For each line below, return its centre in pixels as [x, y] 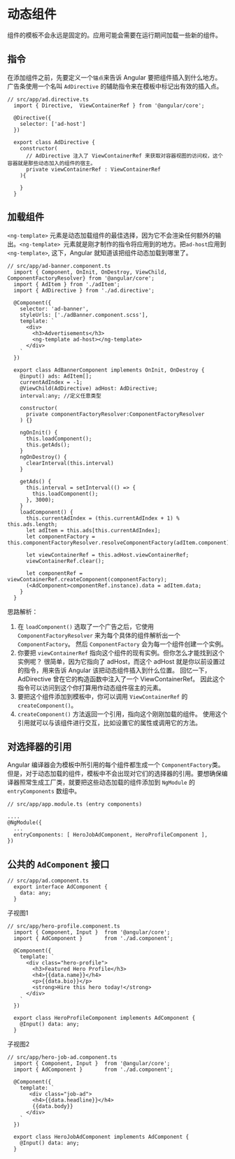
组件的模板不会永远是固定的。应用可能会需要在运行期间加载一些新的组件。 [114, 35]
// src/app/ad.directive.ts [48, 99]
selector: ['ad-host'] [53, 124]
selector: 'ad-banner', [55, 308]
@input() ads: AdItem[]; [56, 376]
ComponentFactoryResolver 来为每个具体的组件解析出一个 [99, 635]
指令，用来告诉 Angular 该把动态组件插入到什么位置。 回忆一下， [117, 670]
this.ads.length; [33, 524]
